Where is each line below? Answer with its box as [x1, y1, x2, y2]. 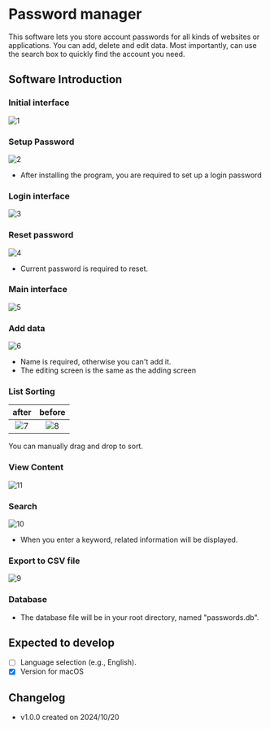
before [39, 407, 66, 418]
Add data [8, 322, 46, 334]
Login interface [8, 190, 71, 202]
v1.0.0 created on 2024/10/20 [20, 713, 120, 722]
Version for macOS [20, 666, 84, 676]
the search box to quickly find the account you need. [8, 49, 185, 59]
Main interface [8, 284, 67, 295]
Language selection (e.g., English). [20, 657, 137, 667]
